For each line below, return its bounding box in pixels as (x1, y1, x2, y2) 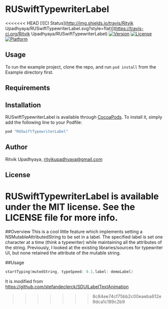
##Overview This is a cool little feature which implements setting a (5, 228, 143, 234)
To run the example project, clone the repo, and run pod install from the (5, 64, 156, 70)
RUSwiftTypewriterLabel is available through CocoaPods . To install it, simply (5, 114, 162, 120)
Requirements (5, 84, 50, 92)
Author (5, 143, 28, 151)
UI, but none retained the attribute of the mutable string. (5, 249, 121, 256)
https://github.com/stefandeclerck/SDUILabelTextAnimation (5, 283, 129, 289)
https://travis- (115, 25, 144, 31)
